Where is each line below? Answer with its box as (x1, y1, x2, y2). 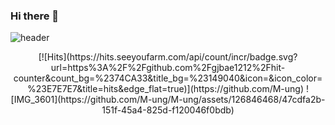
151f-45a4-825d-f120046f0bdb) (101, 104, 235, 116)
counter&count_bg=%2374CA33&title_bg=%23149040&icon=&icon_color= (13, 72, 323, 84)
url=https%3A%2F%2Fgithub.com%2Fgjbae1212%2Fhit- (50, 62, 286, 74)
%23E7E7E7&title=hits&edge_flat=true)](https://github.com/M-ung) (26, 83, 305, 95)
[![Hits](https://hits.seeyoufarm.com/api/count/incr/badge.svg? (38, 51, 298, 63)
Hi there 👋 (10, 9, 60, 23)
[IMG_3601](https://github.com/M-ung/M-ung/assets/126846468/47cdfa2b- (10, 94, 326, 106)
